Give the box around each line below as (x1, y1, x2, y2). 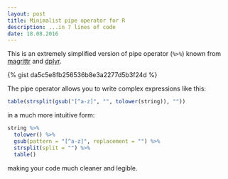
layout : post (7, 10, 46, 18)
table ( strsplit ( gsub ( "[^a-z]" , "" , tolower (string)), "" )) (7, 98, 186, 105)
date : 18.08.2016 (7, 30, 59, 37)
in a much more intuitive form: (7, 111, 95, 120)
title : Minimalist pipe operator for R (7, 17, 126, 24)
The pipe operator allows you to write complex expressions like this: (7, 84, 207, 93)
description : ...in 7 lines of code (7, 23, 116, 30)
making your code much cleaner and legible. (7, 163, 138, 172)
